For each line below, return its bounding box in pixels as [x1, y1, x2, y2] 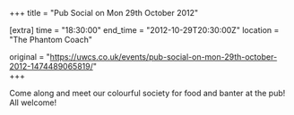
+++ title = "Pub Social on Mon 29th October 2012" [9, 8, 199, 18]
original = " [9, 52, 51, 62]
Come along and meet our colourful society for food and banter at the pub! [9, 88, 286, 98]
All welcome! [9, 97, 56, 108]
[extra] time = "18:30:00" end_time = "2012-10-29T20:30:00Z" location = [9, 25, 280, 35]
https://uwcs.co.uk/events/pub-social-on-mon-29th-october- [49, 52, 278, 62]
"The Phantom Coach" [9, 35, 92, 45]
